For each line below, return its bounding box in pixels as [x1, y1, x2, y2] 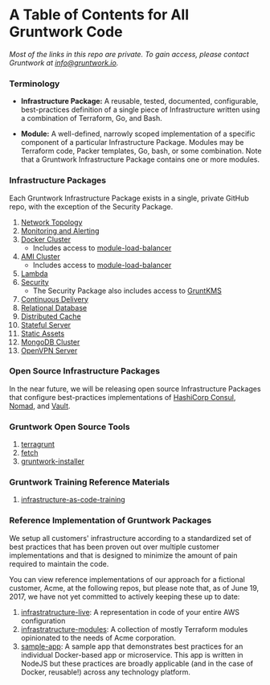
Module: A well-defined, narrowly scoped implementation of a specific [20, 129, 256, 138]
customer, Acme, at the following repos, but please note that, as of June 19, [9, 583, 260, 592]
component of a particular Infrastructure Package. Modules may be [20, 138, 244, 147]
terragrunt [20, 439, 55, 449]
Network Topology [20, 217, 83, 227]
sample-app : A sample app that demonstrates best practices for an [20, 642, 243, 651]
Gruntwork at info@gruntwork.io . [9, 58, 119, 68]
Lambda [20, 268, 48, 279]
